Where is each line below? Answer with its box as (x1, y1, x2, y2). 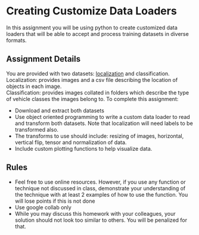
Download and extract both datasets (14, 106, 104, 114)
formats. (6, 36, 27, 44)
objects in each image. (6, 83, 62, 90)
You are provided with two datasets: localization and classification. (6, 70, 170, 77)
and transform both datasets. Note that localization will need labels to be (14, 120, 194, 127)
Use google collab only (14, 203, 71, 210)
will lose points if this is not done (14, 197, 95, 205)
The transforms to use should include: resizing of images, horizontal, (14, 132, 184, 139)
